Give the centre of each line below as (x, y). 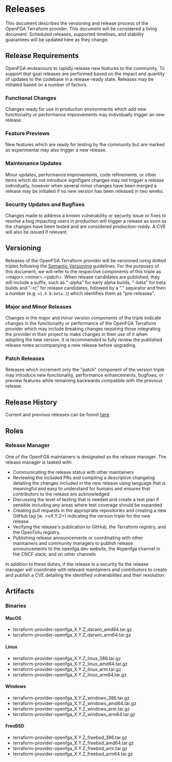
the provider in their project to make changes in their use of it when (77, 334)
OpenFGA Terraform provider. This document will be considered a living (81, 28)
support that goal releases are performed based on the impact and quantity (85, 74)
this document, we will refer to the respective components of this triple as (83, 271)
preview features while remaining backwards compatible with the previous (84, 381)
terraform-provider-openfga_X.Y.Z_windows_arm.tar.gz (71, 708)
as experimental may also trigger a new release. (56, 150)
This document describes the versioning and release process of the (77, 23)
